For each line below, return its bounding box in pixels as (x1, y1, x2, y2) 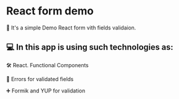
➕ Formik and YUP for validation (6, 87, 86, 94)
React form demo (6, 4, 94, 18)
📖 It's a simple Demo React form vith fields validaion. (6, 24, 136, 31)
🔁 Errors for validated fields (6, 75, 74, 82)
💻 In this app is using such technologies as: (6, 42, 174, 52)
